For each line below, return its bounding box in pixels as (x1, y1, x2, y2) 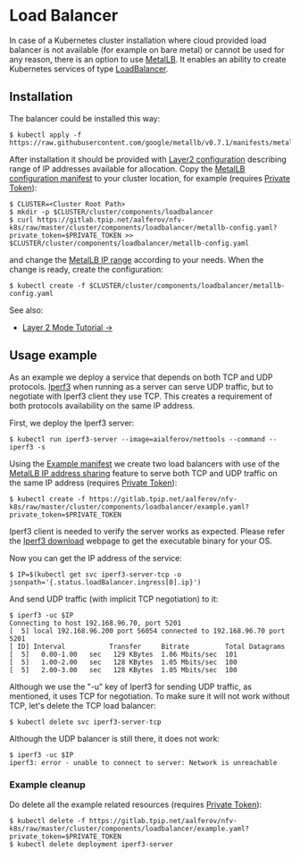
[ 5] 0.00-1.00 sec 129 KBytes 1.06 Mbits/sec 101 (9, 650, 238, 659)
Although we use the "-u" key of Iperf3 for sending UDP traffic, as (9, 681, 253, 692)
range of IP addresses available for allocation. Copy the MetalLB (9, 163, 246, 174)
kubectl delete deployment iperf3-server (17, 839, 174, 849)
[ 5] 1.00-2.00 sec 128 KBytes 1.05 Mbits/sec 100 (9, 658, 238, 667)
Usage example (9, 348, 98, 363)
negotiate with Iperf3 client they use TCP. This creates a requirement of (9, 391, 272, 401)
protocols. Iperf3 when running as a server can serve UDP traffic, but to (9, 381, 274, 391)
